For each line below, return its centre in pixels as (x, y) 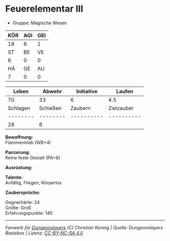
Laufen (125, 91)
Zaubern (81, 108)
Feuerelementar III (44, 9)
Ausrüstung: (19, 167)
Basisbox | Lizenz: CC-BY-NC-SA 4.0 (44, 233)
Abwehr (52, 91)
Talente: (14, 177)
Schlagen (19, 108)
